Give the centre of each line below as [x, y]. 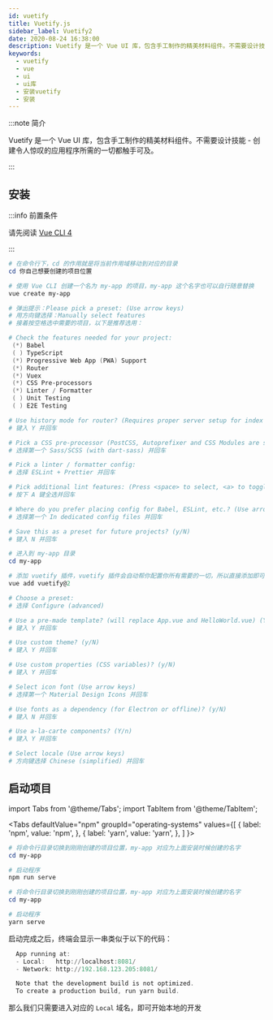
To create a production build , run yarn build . [98, 992]
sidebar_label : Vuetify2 [50, 31]
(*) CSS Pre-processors [52, 383]
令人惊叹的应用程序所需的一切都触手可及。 [87, 150]
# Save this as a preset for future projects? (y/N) [100, 532]
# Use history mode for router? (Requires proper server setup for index [136, 420]
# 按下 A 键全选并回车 [42, 495]
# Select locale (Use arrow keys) [67, 754]
